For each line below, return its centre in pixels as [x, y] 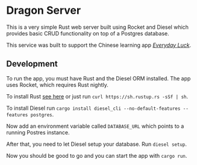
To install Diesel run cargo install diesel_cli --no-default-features [93, 108]
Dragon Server [44, 10]
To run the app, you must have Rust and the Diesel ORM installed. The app [98, 78]
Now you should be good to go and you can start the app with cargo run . [97, 155]
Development [32, 64]
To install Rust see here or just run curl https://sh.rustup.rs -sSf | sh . [97, 96]
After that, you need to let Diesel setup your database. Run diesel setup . [97, 144]
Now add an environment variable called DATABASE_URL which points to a [95, 126]
